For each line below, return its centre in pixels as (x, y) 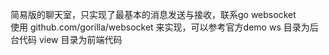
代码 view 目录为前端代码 (70, 39)
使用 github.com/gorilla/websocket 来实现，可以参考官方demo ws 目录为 (160, 27)
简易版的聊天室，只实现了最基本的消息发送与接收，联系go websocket (153, 14)
